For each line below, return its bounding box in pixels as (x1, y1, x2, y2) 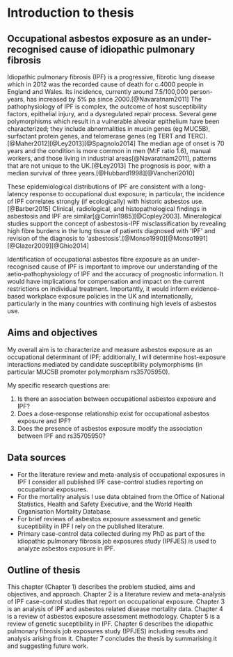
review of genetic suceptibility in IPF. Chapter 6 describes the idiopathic (7, 619, 214, 628)
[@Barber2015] (7, 205, 51, 213)
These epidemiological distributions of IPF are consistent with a (7, 182, 189, 191)
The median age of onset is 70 (137, 139, 225, 148)
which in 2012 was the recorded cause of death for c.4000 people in (7, 80, 204, 88)
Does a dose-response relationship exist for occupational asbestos (17, 409, 210, 418)
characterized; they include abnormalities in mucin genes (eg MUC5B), (7, 125, 211, 133)
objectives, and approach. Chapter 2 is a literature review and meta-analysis (7, 590, 226, 599)
